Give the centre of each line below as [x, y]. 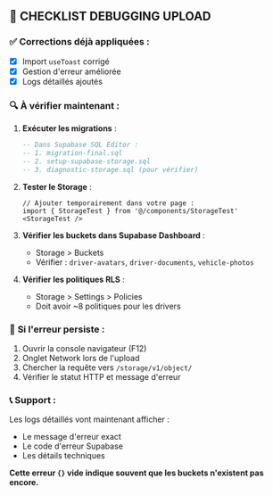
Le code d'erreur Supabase [72, 446]
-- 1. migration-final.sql [72, 153]
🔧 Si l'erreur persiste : [57, 329]
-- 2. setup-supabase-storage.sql [86, 161]
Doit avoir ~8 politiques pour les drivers [108, 306]
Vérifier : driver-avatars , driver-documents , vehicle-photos [145, 262]
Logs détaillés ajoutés [62, 81]
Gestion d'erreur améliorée [72, 71]
